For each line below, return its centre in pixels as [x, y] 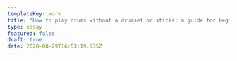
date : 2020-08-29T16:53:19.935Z [55, 46]
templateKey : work [34, 14]
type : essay [25, 27]
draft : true [25, 40]
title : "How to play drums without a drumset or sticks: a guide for [112, 20]
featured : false [31, 33]
